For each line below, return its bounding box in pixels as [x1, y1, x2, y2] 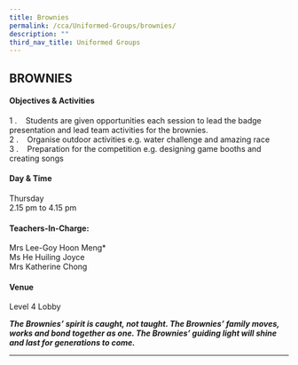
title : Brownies [9, 12, 69, 22]
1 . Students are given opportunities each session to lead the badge [9, 115, 262, 125]
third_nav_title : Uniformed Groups [9, 37, 141, 47]
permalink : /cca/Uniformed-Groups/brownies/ [9, 21, 176, 30]
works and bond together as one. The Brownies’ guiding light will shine [9, 328, 278, 338]
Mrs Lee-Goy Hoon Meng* [9, 242, 106, 253]
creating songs [9, 153, 64, 163]
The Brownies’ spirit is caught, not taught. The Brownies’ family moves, [9, 319, 280, 329]
